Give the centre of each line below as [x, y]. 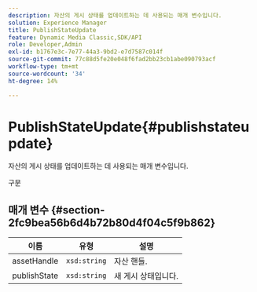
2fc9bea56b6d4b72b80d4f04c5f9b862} [112, 223]
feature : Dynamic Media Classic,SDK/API [75, 37]
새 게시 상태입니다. [146, 276]
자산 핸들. [130, 261]
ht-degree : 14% [33, 81]
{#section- [78, 210]
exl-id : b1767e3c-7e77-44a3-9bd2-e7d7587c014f [86, 52]
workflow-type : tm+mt [44, 67]
